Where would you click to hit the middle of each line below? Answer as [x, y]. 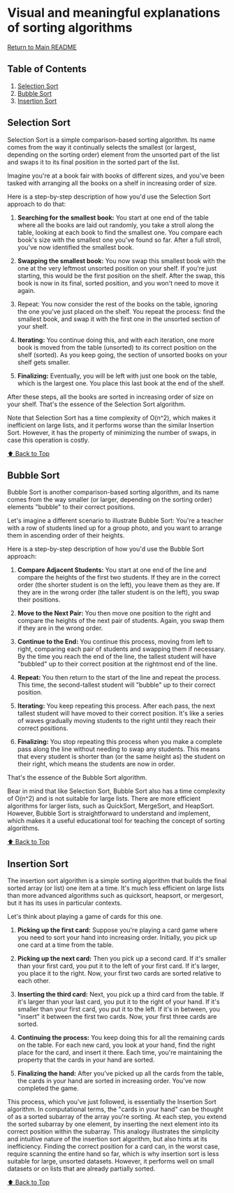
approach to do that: [37, 203]
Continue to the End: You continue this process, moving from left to [115, 642]
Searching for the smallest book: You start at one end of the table [113, 217]
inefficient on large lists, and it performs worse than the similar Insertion [111, 425]
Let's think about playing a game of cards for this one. [85, 917]
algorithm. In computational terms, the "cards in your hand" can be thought [115, 1109]
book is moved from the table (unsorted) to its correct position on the [117, 347]
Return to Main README [42, 47]
